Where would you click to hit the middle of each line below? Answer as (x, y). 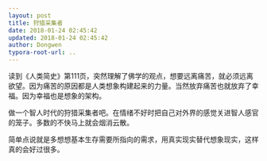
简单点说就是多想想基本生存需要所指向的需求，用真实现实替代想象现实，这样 (133, 139)
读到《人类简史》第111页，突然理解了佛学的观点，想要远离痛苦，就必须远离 (131, 76)
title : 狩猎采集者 (36, 23)
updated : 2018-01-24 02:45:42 (58, 38)
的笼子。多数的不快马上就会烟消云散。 (71, 123)
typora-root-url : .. (43, 52)
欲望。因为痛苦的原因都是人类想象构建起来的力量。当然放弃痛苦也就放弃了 (130, 86)
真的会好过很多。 (36, 149)
